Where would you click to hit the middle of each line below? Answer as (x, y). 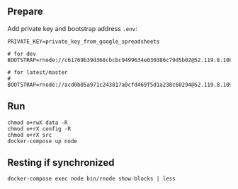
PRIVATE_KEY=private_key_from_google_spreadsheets (84, 42)
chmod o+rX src (30, 135)
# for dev (22, 54)
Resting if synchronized (61, 163)
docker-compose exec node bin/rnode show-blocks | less (91, 179)
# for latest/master (38, 72)
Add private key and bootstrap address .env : (73, 28)
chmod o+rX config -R (39, 129)
